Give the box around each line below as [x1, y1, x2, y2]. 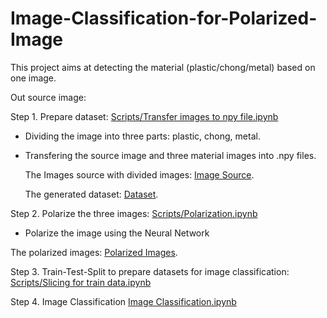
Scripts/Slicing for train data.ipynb [10, 276, 152, 288]
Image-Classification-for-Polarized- [10, 7, 318, 30]
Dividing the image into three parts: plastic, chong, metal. [24, 130, 261, 142]
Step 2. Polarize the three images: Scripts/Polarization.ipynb [10, 207, 258, 219]
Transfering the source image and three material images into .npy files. [24, 149, 317, 161]
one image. [10, 72, 57, 84]
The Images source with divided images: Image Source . [24, 168, 255, 181]
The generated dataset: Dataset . [24, 188, 159, 200]
